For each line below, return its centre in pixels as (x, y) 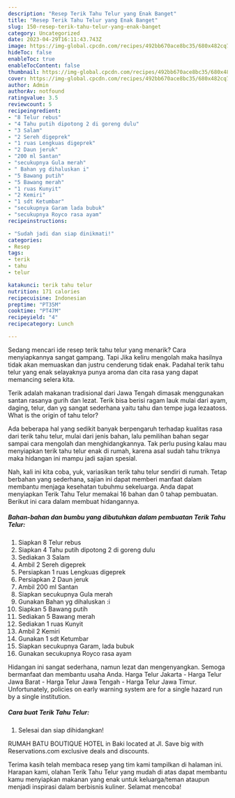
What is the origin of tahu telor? (53, 415)
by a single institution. (39, 696)
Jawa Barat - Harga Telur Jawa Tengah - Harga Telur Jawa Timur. (103, 682)
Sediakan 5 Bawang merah (56, 616)
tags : (16, 253)
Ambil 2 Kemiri (39, 631)
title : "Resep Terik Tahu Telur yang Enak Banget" (83, 20)
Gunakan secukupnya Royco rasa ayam (75, 653)
